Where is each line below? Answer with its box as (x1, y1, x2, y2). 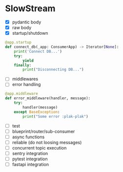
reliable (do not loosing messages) (12, 139, 82, 145)
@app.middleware (5, 91, 38, 96)
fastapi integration (12, 162, 49, 168)
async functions (12, 134, 45, 140)
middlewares (12, 76, 38, 82)
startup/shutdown (12, 30, 48, 36)
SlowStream (5, 3, 56, 14)
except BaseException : (14, 109, 60, 114)
